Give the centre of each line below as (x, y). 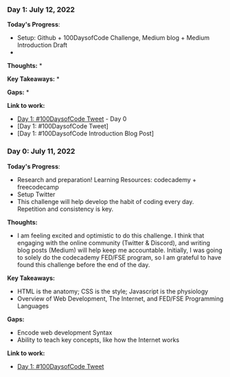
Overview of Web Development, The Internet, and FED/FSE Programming (120, 298)
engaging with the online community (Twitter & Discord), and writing (114, 242)
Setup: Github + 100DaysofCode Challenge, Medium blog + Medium (113, 38)
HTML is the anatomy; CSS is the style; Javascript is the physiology (113, 291)
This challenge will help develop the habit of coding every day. (105, 201)
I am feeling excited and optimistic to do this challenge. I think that (111, 236)
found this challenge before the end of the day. (83, 264)
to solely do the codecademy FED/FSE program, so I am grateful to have (119, 257)
